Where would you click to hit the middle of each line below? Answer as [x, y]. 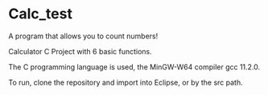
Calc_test [40, 14]
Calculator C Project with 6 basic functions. [80, 51]
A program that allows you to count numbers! [83, 36]
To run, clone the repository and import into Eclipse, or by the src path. [126, 82]
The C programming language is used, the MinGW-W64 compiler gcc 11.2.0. [134, 67]
